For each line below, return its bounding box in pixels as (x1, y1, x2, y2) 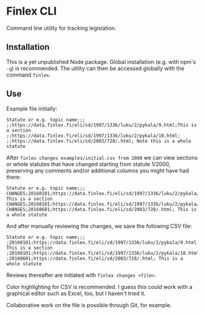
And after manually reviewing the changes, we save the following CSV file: (6, 222, 192, 229)
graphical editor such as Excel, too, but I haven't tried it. (6, 289, 146, 297)
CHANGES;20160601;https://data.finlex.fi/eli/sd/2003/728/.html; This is (6, 206, 197, 212)
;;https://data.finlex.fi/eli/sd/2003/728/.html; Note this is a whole (6, 138, 191, 144)
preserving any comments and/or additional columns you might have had (6, 167, 189, 174)
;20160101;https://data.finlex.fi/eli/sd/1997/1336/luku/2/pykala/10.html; (6, 250, 202, 256)
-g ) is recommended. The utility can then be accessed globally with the (6, 64, 185, 72)
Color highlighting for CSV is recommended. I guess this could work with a (6, 283, 193, 290)
